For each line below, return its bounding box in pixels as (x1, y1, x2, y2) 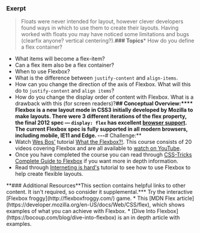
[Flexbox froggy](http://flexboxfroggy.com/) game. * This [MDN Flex (6, 194, 176, 202)
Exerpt (6, 4, 26, 13)
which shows (152, 201, 185, 208)
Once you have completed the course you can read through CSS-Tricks (14, 151, 192, 158)
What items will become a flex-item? (14, 55, 105, 63)
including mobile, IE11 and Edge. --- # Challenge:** (14, 132, 142, 139)
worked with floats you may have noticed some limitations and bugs (20, 31, 189, 38)
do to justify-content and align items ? (14, 87, 115, 95)
